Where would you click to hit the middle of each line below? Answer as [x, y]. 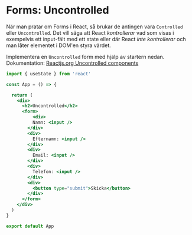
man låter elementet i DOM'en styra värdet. [58, 45]
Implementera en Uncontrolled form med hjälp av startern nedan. [85, 57]
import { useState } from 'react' [49, 74]
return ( [22, 95]
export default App [30, 226]
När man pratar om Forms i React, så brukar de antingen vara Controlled [95, 27]
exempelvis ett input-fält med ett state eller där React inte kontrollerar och [96, 39]
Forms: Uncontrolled [58, 10]
